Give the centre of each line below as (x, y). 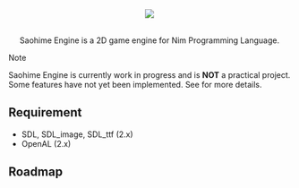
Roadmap (36, 172)
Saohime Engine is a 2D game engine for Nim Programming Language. (149, 40)
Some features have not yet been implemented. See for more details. (135, 85)
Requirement (45, 112)
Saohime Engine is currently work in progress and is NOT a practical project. (149, 75)
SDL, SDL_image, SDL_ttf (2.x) (77, 134)
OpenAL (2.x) (46, 143)
